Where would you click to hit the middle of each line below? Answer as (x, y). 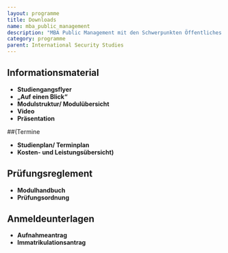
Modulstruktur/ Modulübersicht (63, 104)
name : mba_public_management (49, 26)
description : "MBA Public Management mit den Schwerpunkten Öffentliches (115, 32)
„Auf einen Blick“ (42, 96)
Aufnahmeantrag (42, 235)
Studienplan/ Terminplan (53, 145)
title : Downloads (32, 20)
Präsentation (36, 118)
